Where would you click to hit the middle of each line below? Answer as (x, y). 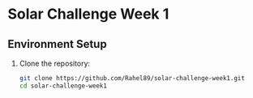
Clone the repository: (55, 63)
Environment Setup (57, 44)
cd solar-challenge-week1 (63, 86)
